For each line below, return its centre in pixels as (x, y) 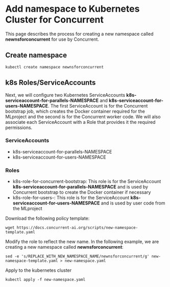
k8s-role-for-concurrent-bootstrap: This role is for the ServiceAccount (87, 181)
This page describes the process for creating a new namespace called (79, 34)
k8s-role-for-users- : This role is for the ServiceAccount (71, 198)
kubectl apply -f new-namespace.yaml (45, 280)
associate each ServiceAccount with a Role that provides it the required (80, 122)
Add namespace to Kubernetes (72, 9)
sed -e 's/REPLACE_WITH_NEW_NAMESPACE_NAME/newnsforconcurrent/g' (77, 256)
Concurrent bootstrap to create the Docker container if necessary (82, 192)
